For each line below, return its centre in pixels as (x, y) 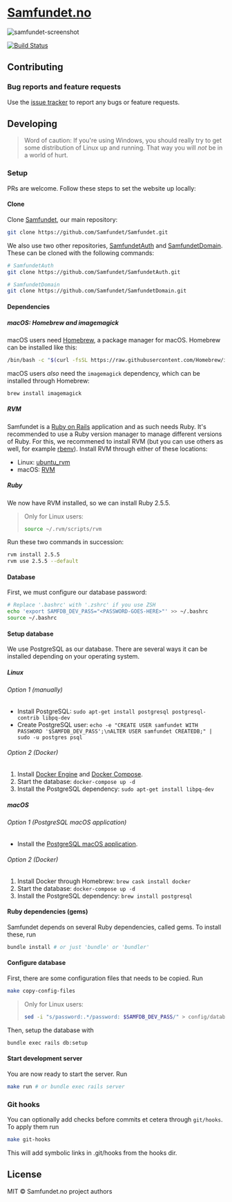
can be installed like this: (42, 347)
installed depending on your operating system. (74, 656)
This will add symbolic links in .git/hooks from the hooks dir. (92, 1153)
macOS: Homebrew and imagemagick (63, 322)
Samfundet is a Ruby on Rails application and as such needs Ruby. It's (107, 426)
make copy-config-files (41, 991)
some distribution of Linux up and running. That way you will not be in (123, 148)
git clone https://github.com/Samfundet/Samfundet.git (88, 232)
